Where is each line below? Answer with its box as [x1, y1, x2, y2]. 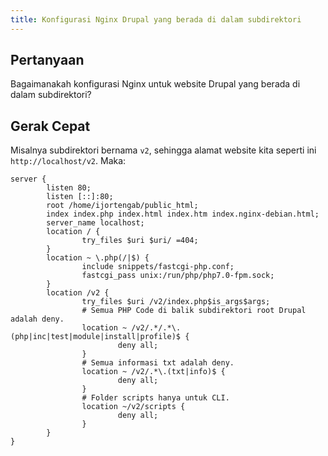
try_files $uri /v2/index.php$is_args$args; [81, 297, 271, 307]
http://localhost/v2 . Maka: [10, 155, 127, 167]
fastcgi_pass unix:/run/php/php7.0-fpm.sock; [81, 271, 275, 281]
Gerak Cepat [10, 117, 91, 135]
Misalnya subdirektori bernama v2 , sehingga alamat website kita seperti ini [10, 144, 317, 156]
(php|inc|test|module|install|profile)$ [10, 332, 182, 342]
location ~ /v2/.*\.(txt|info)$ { [81, 367, 226, 377]
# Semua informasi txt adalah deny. [81, 358, 235, 368]
